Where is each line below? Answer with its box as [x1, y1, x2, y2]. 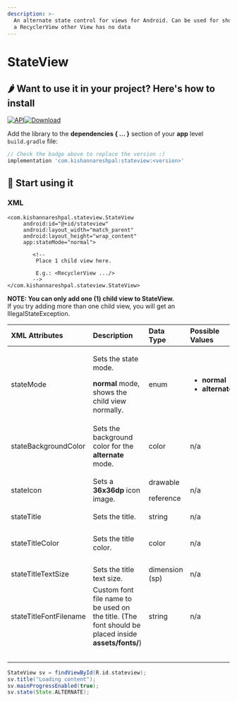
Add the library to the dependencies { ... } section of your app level [7, 130, 204, 138]
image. [92, 494, 116, 504]
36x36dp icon [92, 485, 141, 495]
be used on [92, 603, 130, 612]
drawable [148, 477, 180, 487]
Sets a [92, 476, 114, 486]
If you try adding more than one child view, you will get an [7, 301, 175, 310]
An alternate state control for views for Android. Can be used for [13, 17, 219, 24]
